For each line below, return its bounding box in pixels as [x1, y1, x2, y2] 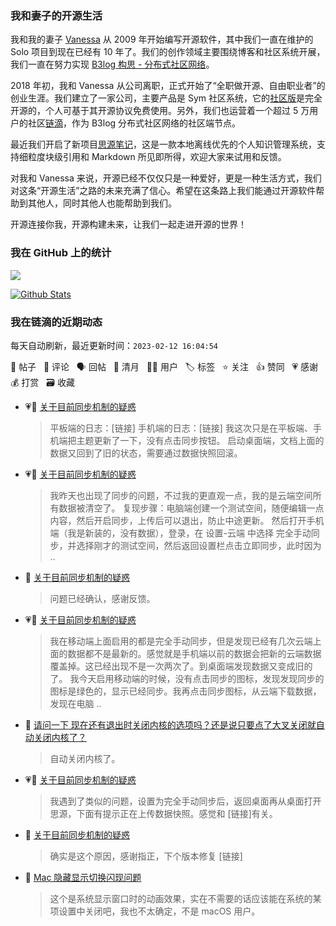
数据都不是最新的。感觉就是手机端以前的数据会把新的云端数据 [67, 647, 322, 659]
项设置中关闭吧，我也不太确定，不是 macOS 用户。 [49, 905, 261, 917]
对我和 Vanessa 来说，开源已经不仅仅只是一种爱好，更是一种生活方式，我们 [10, 172, 322, 184]
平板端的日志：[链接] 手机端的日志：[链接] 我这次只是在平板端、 [49, 422, 313, 434]
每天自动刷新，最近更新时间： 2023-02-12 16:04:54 [10, 339, 219, 351]
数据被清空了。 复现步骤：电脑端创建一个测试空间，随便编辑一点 [58, 502, 325, 514]
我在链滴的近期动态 [10, 315, 103, 329]
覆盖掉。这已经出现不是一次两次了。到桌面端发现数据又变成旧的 [49, 660, 313, 672]
